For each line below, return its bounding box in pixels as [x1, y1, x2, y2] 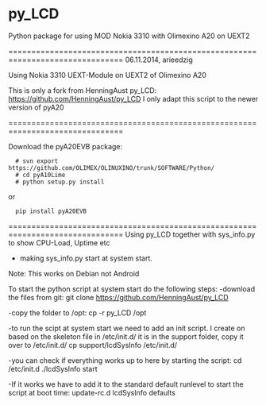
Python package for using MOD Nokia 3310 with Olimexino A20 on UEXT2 [8, 31, 250, 40]
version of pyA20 [8, 102, 65, 112]
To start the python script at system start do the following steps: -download [8, 283, 256, 294]
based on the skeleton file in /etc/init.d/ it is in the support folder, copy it [8, 331, 244, 341]
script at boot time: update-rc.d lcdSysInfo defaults [8, 388, 176, 397]
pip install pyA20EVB [15, 207, 87, 215]
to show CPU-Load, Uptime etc [8, 237, 110, 247]
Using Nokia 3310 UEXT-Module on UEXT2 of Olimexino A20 [8, 70, 206, 79]
